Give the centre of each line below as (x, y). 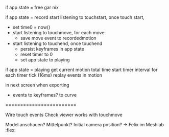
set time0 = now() (31, 27)
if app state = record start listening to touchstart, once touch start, (75, 17)
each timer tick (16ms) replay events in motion (54, 75)
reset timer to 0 (37, 54)
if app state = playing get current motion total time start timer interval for (81, 70)
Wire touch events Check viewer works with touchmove (64, 115)
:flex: (11, 130)
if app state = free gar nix (32, 7)
